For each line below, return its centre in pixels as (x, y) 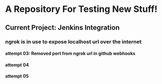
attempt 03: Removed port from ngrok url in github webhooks (70, 54)
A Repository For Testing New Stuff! (81, 9)
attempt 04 (17, 65)
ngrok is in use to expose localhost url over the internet (73, 42)
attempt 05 (17, 76)
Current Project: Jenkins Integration (62, 28)
